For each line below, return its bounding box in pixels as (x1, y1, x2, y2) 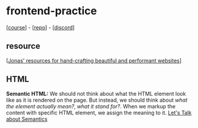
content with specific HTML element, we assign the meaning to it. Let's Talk (6, 109, 192, 116)
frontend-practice (6, 4, 97, 18)
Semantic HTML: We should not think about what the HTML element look (6, 90, 186, 97)
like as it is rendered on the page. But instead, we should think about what (6, 96, 188, 104)
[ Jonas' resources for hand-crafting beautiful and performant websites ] (6, 57, 182, 64)
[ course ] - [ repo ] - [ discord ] (6, 24, 75, 31)
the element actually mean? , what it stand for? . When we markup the (6, 102, 176, 110)
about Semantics (6, 115, 48, 123)
